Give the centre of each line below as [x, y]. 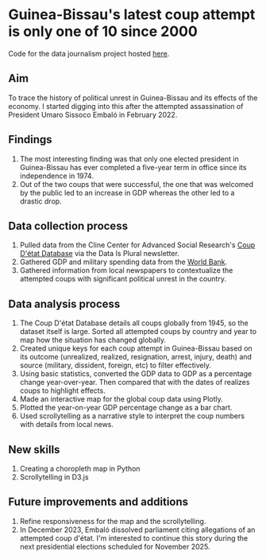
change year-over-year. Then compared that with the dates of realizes [135, 382]
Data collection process [68, 225]
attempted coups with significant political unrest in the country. [123, 279]
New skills [34, 450]
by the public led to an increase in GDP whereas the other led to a [127, 192]
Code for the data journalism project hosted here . [89, 53]
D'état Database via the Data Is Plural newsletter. [100, 254]
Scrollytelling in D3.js [54, 477]
